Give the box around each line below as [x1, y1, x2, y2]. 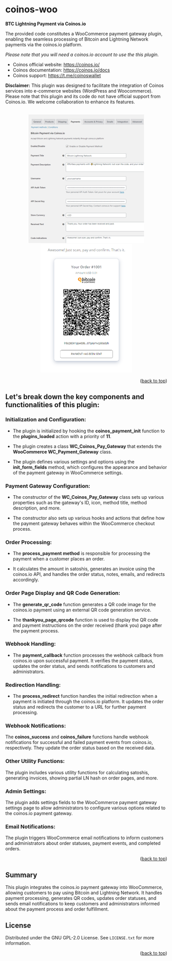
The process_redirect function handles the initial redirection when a [12, 693, 158, 699]
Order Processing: [5, 538, 52, 546]
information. [5, 940, 31, 946]
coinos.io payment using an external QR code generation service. [12, 607, 151, 613]
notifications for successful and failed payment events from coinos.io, [5, 739, 153, 746]
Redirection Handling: [5, 681, 61, 688]
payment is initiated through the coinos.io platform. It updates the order [12, 698, 164, 705]
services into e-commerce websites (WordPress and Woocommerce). [5, 87, 153, 94]
